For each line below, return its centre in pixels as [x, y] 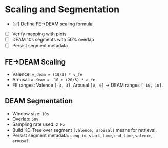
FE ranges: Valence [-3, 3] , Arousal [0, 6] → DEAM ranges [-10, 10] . [88, 85]
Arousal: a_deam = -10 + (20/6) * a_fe [54, 79]
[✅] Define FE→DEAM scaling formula [52, 24]
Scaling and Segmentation [62, 9]
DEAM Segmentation [39, 101]
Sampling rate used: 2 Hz [38, 124]
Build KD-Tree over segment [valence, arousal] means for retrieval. [85, 130]
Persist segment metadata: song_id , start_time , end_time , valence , [82, 135]
